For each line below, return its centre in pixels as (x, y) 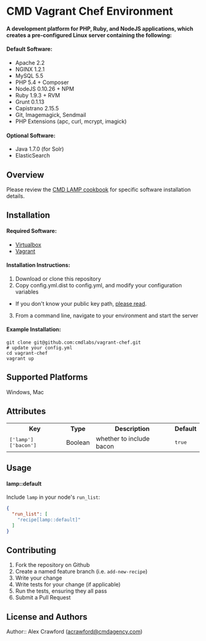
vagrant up (20, 358)
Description (132, 428)
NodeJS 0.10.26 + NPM (45, 89)
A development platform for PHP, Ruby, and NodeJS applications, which (100, 28)
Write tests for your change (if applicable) (68, 585)
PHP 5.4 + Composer (42, 82)
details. (16, 196)
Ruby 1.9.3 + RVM (37, 95)
